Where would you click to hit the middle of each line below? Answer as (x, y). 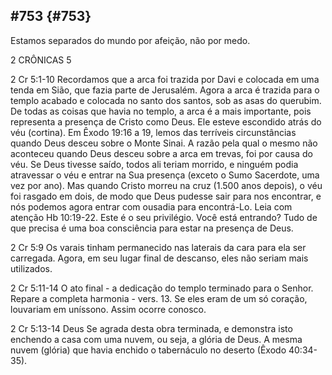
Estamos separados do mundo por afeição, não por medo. (130, 40)
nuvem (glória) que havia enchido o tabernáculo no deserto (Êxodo (148, 350)
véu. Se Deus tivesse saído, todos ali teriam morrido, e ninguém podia (154, 164)
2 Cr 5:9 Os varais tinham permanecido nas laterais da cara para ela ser (158, 247)
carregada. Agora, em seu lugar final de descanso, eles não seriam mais (159, 258)
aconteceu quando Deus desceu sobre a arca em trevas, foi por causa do (161, 153)
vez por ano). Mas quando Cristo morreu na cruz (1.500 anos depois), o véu (166, 185)
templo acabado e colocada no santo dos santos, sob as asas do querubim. (166, 100)
